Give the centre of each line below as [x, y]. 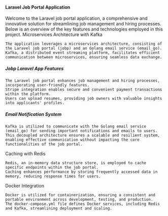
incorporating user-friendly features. [47, 85]
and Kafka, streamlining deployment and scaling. [59, 208]
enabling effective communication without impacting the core [72, 140]
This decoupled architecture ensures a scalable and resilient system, [82, 135]
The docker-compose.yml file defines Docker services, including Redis [82, 204]
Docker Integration [25, 186]
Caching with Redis [25, 154]
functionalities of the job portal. [44, 144]
